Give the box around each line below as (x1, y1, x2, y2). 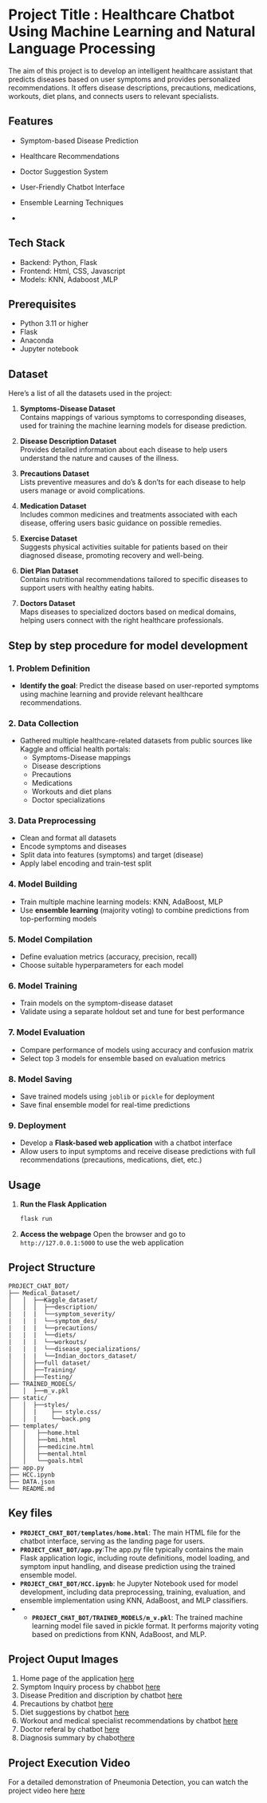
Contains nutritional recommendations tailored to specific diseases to (19, 575, 249, 584)
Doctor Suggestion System (19, 166, 109, 176)
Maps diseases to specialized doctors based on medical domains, (19, 607, 237, 616)
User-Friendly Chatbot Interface (19, 182, 125, 192)
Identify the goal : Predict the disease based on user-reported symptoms (19, 680, 260, 690)
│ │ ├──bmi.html (8, 1436, 77, 1444)
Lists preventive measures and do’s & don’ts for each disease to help (19, 477, 245, 487)
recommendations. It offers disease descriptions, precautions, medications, (8, 82, 257, 93)
